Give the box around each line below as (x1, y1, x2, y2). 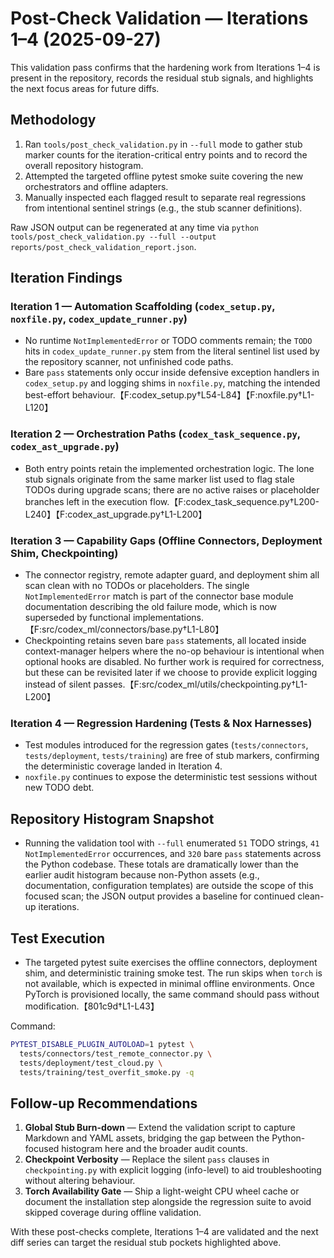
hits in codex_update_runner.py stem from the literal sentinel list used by (24, 345, 320, 357)
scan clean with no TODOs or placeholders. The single (24, 580, 250, 592)
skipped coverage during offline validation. (24, 1207, 202, 1219)
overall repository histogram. (24, 159, 144, 171)
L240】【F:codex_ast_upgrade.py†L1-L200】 (24, 508, 208, 520)
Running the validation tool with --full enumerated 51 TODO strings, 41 (24, 837, 320, 849)
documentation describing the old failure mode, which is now (24, 601, 278, 613)
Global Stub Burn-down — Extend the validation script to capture (24, 1122, 296, 1134)
